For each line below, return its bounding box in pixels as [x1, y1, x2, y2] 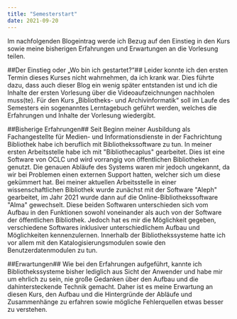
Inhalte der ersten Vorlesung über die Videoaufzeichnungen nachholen [7, 88, 215, 97]
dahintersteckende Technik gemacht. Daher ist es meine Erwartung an [7, 282, 214, 291]
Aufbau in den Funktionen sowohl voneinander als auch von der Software [7, 208, 222, 216]
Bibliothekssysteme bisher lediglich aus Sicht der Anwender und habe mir [7, 267, 223, 276]
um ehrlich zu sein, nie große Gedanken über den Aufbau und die [7, 275, 199, 283]
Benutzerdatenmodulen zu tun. [7, 246, 98, 254]
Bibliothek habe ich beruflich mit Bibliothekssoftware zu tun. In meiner [7, 140, 212, 148]
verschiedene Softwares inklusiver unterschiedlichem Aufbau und [7, 223, 200, 231]
